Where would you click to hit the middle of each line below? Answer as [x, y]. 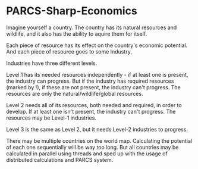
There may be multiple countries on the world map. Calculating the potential [99, 140]
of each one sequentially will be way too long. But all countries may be [92, 147]
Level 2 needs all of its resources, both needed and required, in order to [94, 105]
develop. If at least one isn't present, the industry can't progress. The [91, 111]
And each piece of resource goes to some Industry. [69, 51]
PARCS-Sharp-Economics [72, 11]
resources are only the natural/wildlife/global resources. [75, 93]
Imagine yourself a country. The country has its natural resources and [92, 27]
